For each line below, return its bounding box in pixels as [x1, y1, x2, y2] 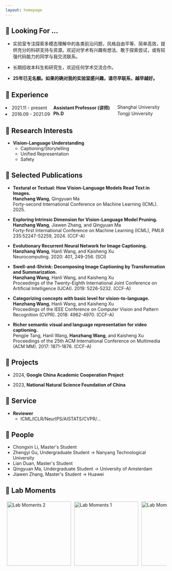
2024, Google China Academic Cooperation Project [12, 372, 124, 378]
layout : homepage [5, 7, 42, 13]
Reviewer [12, 410, 33, 416]
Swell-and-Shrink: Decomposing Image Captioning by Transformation [12, 263, 165, 270]
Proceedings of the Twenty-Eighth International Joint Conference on [12, 280, 157, 286]
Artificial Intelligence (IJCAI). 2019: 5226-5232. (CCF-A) [12, 285, 132, 291]
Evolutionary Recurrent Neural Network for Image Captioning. [12, 242, 147, 249]
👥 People [5, 430, 34, 439]
